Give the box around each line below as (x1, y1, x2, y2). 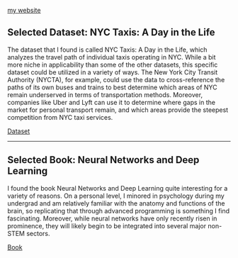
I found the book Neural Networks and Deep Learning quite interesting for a (7, 184, 228, 192)
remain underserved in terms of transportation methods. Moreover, (7, 90, 203, 99)
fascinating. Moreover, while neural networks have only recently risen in (7, 214, 217, 223)
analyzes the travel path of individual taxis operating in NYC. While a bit (7, 52, 216, 61)
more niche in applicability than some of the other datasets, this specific (7, 60, 218, 69)
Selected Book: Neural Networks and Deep (7, 154, 200, 166)
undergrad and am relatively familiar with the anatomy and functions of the (7, 198, 225, 208)
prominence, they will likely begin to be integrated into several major (7, 221, 207, 230)
